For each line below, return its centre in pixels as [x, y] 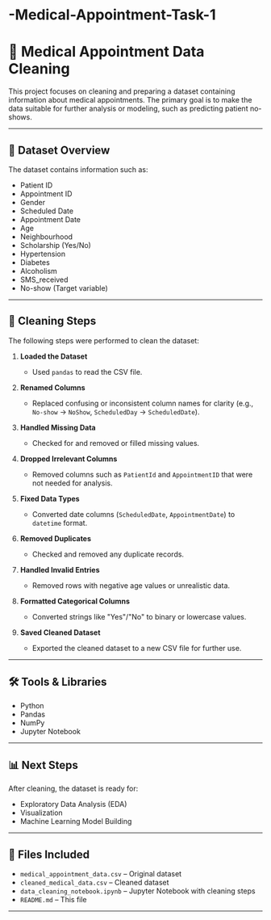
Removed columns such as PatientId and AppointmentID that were [142, 474]
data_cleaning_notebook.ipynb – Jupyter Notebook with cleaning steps [138, 891]
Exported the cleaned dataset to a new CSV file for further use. [137, 648]
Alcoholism [39, 271]
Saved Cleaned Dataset [60, 632]
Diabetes [35, 262]
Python [32, 705]
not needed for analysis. [72, 483]
